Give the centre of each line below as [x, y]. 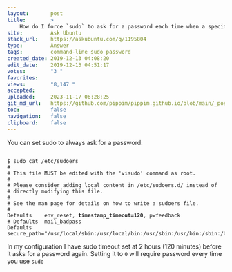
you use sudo [26, 261]
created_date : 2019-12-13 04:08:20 [58, 59]
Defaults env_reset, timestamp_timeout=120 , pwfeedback [94, 215]
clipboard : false [37, 123]
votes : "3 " [35, 71]
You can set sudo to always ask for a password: [75, 142]
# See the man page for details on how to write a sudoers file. [103, 203]
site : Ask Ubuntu [44, 33]
